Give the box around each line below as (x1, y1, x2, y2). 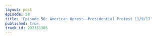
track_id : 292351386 (5, 26, 48, 31)
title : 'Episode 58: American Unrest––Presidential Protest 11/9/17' (5, 16, 153, 21)
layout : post (5, 7, 32, 12)
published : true (5, 21, 39, 26)
